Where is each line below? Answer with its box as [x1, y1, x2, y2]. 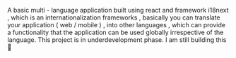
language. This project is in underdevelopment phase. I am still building [7, 36, 215, 44]
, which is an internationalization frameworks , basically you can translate [7, 13, 220, 22]
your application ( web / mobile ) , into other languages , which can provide [7, 21, 226, 29]
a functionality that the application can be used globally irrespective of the [7, 28, 224, 36]
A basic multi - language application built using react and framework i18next [7, 6, 229, 14]
